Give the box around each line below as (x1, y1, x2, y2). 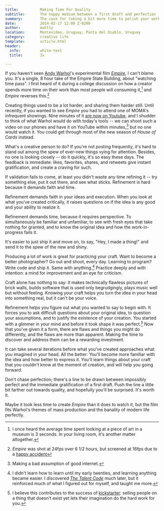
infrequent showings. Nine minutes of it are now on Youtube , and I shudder (5, 113, 156, 118)
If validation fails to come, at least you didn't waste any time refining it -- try (5, 174, 158, 180)
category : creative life (5, 35, 69, 40)
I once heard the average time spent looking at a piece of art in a (12, 426, 143, 432)
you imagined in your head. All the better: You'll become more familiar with (5, 351, 155, 357)
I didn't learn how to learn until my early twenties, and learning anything (12, 470, 157, 476)
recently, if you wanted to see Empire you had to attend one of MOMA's (5, 107, 149, 113)
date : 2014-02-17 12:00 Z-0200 (5, 21, 91, 26)
